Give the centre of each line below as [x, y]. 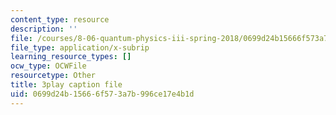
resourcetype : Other [53, 76]
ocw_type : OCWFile [48, 66]
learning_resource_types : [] [71, 57]
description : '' [44, 29]
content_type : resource [60, 19]
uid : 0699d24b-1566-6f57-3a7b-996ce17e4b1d [102, 94]
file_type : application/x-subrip [80, 47]
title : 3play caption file [66, 85]
